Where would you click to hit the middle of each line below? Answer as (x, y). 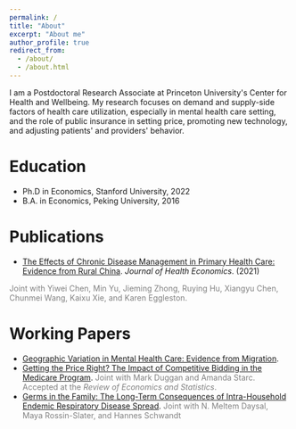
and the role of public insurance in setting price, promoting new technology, (148, 120)
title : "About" (37, 26)
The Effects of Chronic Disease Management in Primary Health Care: (148, 261)
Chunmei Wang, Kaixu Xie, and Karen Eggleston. (99, 297)
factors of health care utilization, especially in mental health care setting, (143, 111)
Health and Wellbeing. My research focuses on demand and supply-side (142, 102)
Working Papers (70, 333)
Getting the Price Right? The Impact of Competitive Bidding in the (142, 367)
